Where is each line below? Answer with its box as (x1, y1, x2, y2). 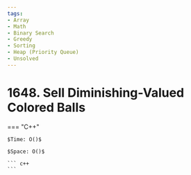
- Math (7, 23, 26, 30)
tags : (7, 10, 23, 17)
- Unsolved (7, 55, 39, 62)
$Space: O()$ (7, 148, 45, 155)
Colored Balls (7, 100, 85, 115)
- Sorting (7, 42, 36, 49)
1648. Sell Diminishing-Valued (7, 84, 185, 100)
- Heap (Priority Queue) (7, 49, 79, 56)
